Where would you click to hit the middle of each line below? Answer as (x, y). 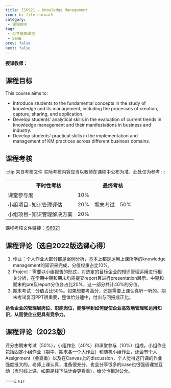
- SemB (15, 39)
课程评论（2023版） (38, 332)
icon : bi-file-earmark (29, 15)
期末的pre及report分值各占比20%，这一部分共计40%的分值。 (77, 284)
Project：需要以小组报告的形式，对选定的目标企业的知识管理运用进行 (85, 272)
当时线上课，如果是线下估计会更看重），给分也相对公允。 (73, 371)
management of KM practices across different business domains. (81, 141)
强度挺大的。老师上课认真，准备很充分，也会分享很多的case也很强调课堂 (82, 364)
